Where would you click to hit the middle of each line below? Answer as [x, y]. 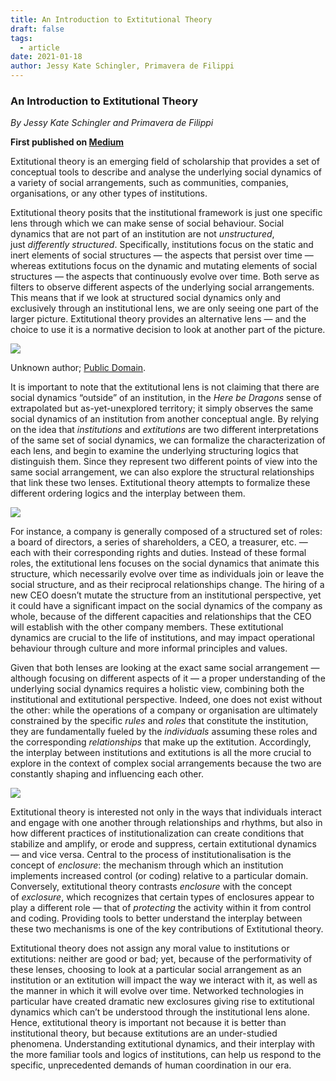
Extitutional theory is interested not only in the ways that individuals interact [166, 812]
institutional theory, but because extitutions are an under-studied [144, 1033]
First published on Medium [67, 142]
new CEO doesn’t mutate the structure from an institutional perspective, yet [166, 595]
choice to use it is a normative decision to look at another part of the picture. [168, 330]
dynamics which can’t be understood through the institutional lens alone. [160, 1012]
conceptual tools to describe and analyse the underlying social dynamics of [166, 172]
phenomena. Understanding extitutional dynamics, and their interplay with [163, 1044]
